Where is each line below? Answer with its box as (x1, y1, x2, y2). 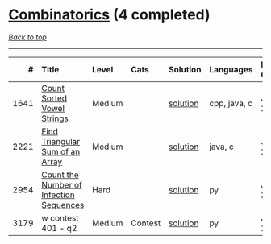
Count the (41, 169, 79, 180)
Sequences (41, 199, 85, 210)
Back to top (8, 32, 47, 42)
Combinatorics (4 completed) (8, 6, 211, 24)
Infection (41, 189, 75, 201)
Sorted (41, 93, 67, 104)
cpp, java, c (209, 97, 252, 109)
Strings (41, 113, 69, 124)
